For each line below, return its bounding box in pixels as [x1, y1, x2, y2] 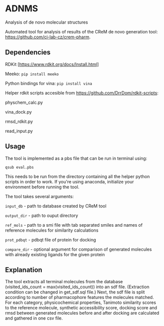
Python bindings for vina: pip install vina [5, 80, 92, 86]
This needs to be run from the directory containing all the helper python [5, 173, 150, 179]
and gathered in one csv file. [5, 315, 63, 321]
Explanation [5, 266, 43, 274]
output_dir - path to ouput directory [5, 212, 79, 218]
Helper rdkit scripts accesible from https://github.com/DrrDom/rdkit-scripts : [5, 89, 159, 96]
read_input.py [5, 128, 33, 134]
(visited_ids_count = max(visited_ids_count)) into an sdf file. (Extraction [5, 284, 150, 290]
